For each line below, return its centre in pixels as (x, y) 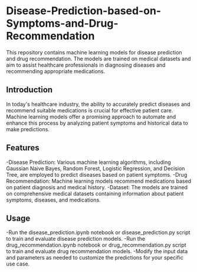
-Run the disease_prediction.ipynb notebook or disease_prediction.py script (98, 232)
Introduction (29, 90)
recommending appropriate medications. (55, 71)
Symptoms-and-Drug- (63, 23)
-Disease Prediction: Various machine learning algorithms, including (88, 162)
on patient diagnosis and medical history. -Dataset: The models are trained (97, 187)
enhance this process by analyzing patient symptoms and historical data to (97, 123)
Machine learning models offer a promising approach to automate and (91, 116)
